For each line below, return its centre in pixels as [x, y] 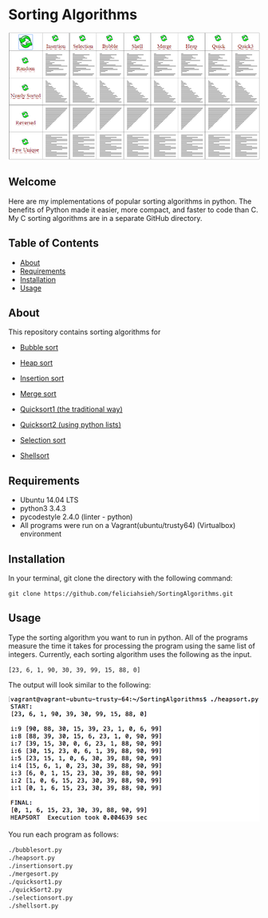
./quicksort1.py [35, 882]
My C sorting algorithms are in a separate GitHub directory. [105, 218]
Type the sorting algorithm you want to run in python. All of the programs [128, 637]
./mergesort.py [33, 874]
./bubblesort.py [35, 850]
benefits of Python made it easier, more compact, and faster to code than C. [133, 210]
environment [41, 534]
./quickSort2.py [35, 890]
